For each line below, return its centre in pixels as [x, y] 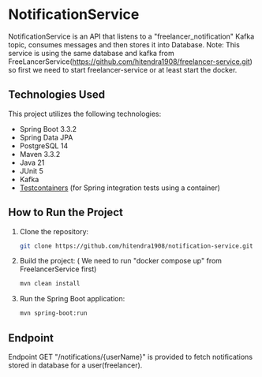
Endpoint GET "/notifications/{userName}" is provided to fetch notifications [131, 357]
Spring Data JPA [46, 137]
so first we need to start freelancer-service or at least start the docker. [123, 69]
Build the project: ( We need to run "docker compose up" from [121, 261]
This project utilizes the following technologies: [85, 114]
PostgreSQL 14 [44, 146]
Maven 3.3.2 [40, 154]
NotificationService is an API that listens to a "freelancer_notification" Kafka [131, 36]
